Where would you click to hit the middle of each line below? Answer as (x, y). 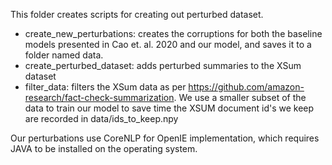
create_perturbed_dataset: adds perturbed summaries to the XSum (163, 65)
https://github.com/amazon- (246, 87)
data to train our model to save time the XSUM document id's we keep (169, 108)
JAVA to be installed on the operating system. (104, 148)
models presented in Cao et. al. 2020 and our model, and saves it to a (168, 44)
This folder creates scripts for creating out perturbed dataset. (137, 14)
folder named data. (64, 55)
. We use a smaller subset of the (240, 97)
